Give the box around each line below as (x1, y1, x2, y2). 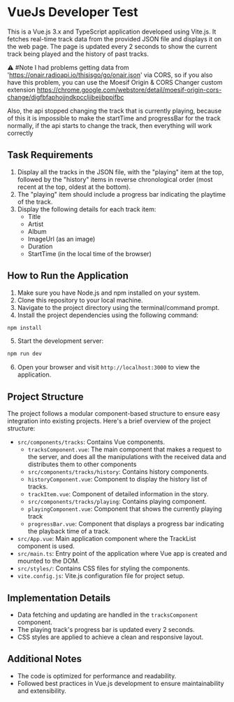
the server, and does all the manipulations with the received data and (27, 453, 227, 461)
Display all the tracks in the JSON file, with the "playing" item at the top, (17, 167, 224, 176)
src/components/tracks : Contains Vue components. (17, 438, 166, 447)
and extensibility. (17, 687, 66, 695)
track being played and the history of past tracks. (7, 50, 149, 58)
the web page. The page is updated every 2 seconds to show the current (7, 42, 218, 50)
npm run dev (7, 351, 42, 358)
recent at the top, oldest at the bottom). (17, 183, 131, 191)
